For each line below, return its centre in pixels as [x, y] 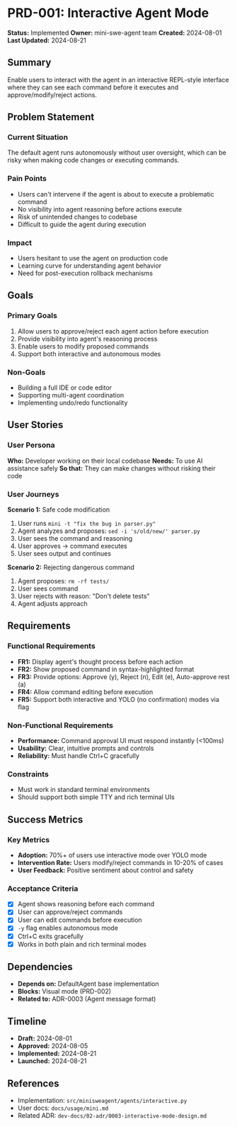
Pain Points [27, 179]
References [33, 1083]
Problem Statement [51, 117]
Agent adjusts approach [52, 604]
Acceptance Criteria [43, 889]
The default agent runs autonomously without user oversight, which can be [117, 153]
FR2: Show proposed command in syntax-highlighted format [106, 669]
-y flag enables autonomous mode [68, 928]
